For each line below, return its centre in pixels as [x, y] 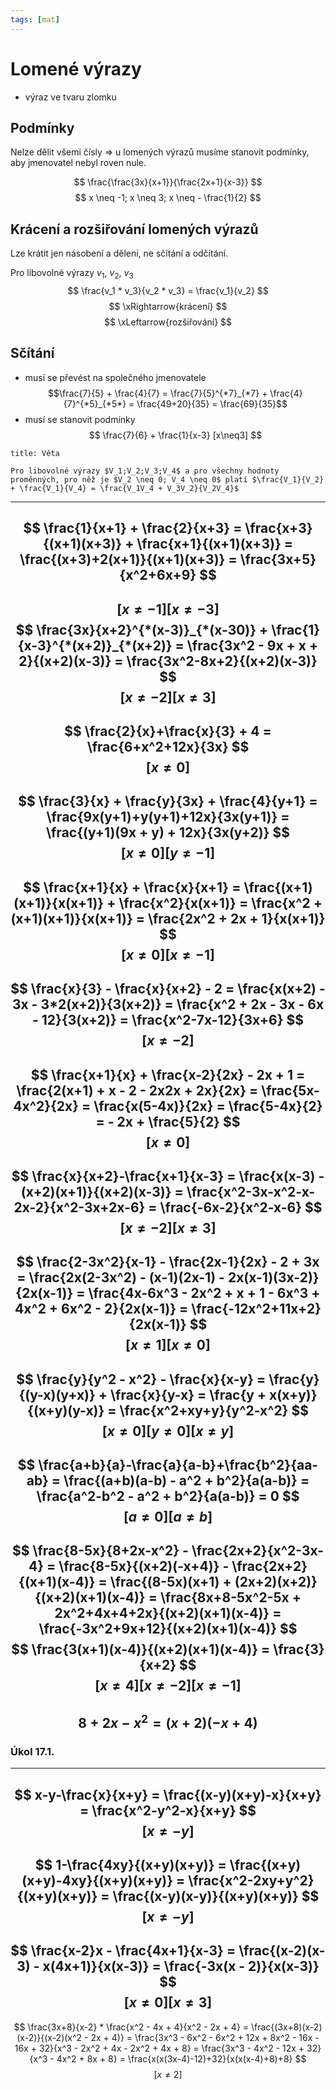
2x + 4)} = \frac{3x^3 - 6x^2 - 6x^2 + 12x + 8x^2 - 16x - [205, 2037]
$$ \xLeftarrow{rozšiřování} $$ [168, 322]
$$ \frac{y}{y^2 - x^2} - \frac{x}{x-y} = [141, 1379]
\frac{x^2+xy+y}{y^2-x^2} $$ [214, 1410]
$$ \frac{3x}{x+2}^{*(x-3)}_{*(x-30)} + [142, 629]
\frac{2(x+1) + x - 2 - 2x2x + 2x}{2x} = [137, 1090]
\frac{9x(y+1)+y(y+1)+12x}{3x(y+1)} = [168, 817]
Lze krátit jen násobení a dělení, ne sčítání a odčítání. [119, 253]
